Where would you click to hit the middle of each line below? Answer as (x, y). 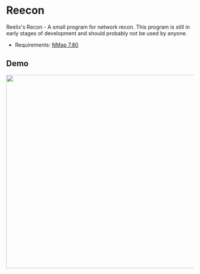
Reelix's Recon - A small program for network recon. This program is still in (98, 27)
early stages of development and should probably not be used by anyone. (97, 33)
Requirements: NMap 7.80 (46, 45)
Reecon (25, 10)
